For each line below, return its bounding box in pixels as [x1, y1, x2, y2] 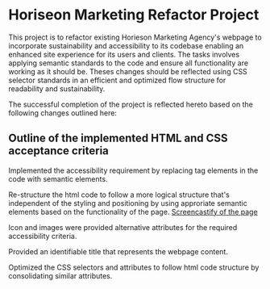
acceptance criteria [8, 144, 109, 158]
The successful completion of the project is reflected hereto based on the [8, 99, 254, 109]
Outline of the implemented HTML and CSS [8, 132, 228, 145]
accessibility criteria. [8, 231, 77, 241]
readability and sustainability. [8, 83, 106, 94]
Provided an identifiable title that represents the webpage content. [8, 246, 228, 256]
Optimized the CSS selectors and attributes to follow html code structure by [8, 262, 260, 272]
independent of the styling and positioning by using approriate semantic [8, 198, 247, 207]
